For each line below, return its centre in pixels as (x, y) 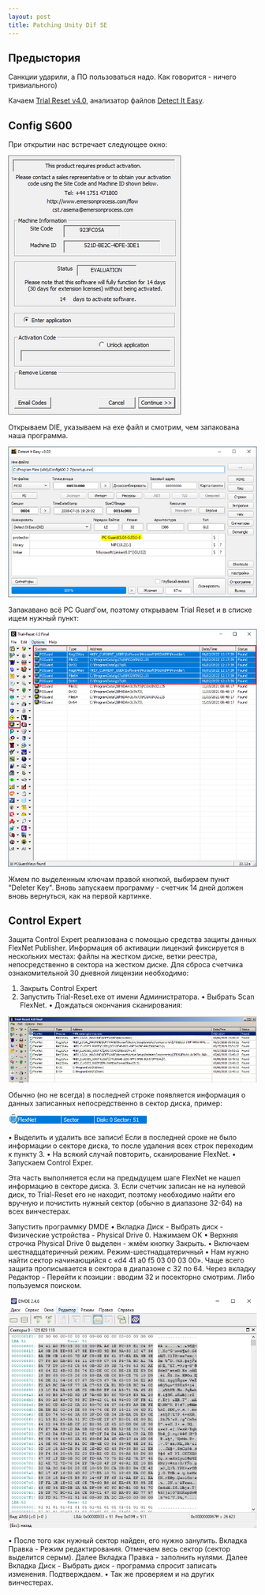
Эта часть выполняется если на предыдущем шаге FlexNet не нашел (124, 1178)
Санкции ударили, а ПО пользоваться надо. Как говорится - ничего (122, 77)
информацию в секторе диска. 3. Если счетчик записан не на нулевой (127, 1186)
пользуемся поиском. (45, 1285)
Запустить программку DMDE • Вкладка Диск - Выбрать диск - (116, 1227)
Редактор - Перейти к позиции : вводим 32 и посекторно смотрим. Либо (131, 1277)
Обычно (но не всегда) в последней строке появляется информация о (127, 1095)
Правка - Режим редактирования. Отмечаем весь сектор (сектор (119, 1549)
